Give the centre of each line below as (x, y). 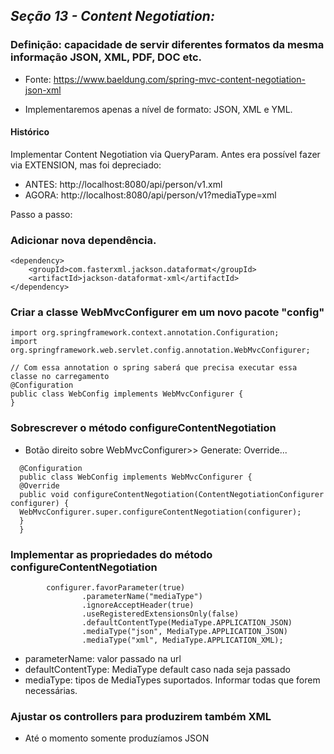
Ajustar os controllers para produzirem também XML (141, 716)
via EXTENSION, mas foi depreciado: (86, 165)
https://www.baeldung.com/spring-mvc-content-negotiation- (179, 79)
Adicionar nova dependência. (83, 240)
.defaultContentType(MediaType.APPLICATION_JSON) (187, 623)
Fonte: (38, 79)
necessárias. (51, 691)
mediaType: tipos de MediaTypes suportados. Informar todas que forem (172, 680)
